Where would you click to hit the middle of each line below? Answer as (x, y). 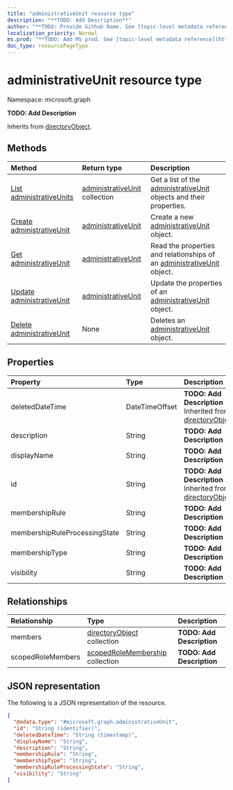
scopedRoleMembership (127, 652)
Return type (102, 167)
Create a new (172, 217)
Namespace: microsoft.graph (49, 99)
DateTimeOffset (152, 406)
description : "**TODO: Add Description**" (69, 20)
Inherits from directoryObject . (50, 126)
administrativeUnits (42, 197)
